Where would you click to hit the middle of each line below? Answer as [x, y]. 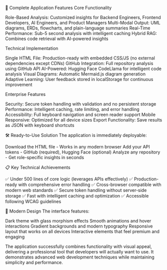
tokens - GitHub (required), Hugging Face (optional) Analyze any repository [83, 152]
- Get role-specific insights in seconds [44, 157]
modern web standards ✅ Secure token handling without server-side [76, 190]
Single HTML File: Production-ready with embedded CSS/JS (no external [80, 58]
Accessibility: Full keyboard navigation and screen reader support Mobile [80, 114]
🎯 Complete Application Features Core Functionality [58, 8]
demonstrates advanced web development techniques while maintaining [80, 257]
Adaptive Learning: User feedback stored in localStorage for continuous [79, 79]
